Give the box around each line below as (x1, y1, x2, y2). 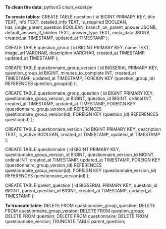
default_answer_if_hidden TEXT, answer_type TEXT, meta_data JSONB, (5, 30, 151, 35)
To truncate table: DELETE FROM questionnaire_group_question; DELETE (5, 203, 156, 208)
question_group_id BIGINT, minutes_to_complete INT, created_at (5, 70, 136, 76)
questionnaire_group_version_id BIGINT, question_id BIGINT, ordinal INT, (5, 95, 153, 101)
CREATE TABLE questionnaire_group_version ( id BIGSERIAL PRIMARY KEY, (5, 65, 159, 71)
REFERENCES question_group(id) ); (5, 80, 77, 86)
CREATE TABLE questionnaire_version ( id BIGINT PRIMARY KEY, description (5, 126, 161, 132)
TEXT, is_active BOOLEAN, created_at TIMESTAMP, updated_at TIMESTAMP (5, 132, 161, 137)
